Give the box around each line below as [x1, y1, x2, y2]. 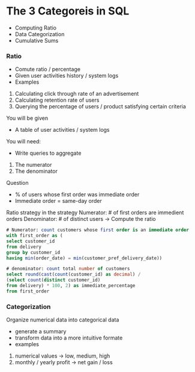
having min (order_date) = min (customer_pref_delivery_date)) [6, 255, 163, 261]
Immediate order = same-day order [14, 197, 102, 205]
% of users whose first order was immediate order [14, 191, 140, 198]
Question [6, 179, 29, 187]
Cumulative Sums [14, 37, 59, 44]
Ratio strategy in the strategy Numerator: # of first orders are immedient [6, 209, 184, 216]
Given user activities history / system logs [14, 72, 119, 79]
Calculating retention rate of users [14, 96, 100, 104]
